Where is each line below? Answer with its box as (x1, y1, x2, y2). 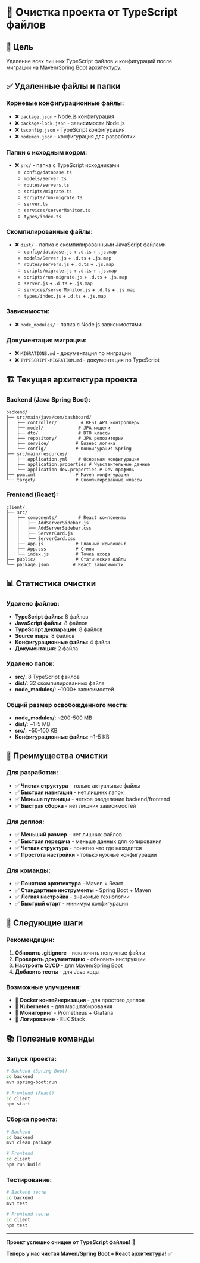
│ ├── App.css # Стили (6, 546, 95, 552)
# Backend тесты (6, 1190, 46, 1196)
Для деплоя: (6, 817, 45, 826)
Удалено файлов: (6, 600, 60, 608)
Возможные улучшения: (6, 983, 82, 992)
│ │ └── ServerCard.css (6, 535, 76, 542)
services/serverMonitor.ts (23, 207, 91, 214)
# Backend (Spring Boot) (6, 1068, 68, 1074)
